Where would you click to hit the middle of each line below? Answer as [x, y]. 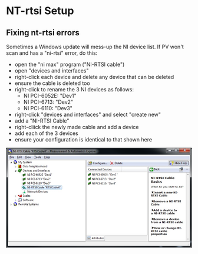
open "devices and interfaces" [52, 71]
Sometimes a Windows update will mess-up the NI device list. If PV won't [95, 47]
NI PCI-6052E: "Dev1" [50, 96]
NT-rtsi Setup [40, 11]
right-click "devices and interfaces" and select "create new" [88, 114]
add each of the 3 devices [46, 133]
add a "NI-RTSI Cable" [42, 121]
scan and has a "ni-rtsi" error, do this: [52, 53]
